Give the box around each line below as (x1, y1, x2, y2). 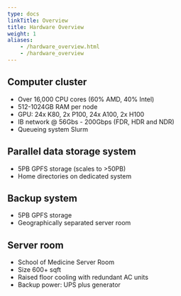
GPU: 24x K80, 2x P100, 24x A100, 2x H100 (17, 110, 145, 118)
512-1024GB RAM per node (17, 102, 98, 110)
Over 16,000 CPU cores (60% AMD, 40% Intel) (17, 95, 155, 103)
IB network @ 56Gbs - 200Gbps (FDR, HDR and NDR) (17, 118, 175, 126)
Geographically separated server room (17, 219, 131, 227)
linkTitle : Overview (7, 17, 69, 24)
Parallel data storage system (7, 146, 136, 158)
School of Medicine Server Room (17, 258, 115, 266)
